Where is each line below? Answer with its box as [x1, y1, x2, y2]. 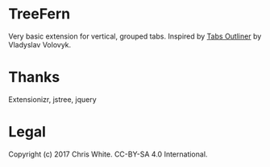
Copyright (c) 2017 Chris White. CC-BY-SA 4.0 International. [8, 149, 208, 159]
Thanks [8, 68, 60, 87]
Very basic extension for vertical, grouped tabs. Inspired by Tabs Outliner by [8, 31, 262, 41]
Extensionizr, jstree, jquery [8, 94, 97, 104]
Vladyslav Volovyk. [8, 39, 72, 49]
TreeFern [8, 5, 71, 23]
